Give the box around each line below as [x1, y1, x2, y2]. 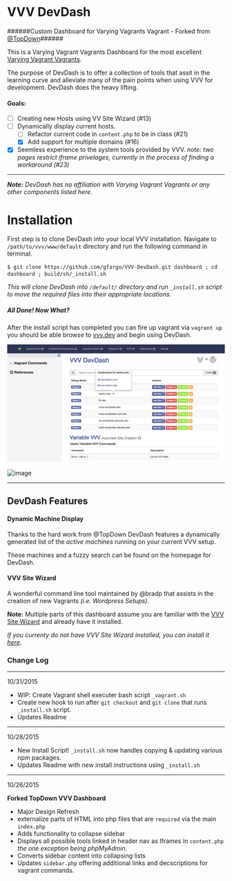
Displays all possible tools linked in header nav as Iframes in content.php [17, 837, 224, 845]
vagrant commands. [17, 866, 75, 875]
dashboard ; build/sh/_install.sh [7, 271, 107, 278]
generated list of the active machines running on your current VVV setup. [7, 537, 216, 546]
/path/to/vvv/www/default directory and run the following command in [7, 243, 208, 251]
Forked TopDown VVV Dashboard [7, 794, 106, 802]
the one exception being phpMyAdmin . [17, 844, 128, 853]
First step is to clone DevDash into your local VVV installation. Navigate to [7, 235, 217, 243]
